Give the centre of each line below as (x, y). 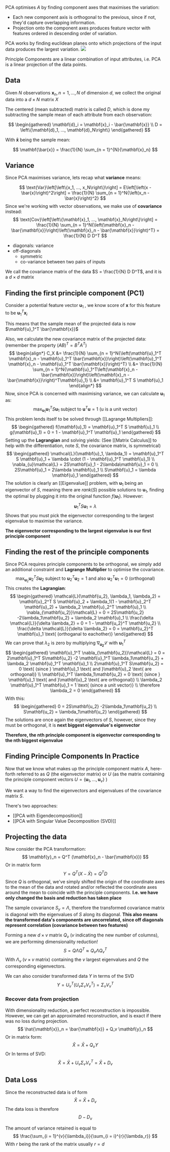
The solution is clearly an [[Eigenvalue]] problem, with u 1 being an (74, 484)
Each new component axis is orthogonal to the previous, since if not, (84, 17)
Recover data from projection (42, 999)
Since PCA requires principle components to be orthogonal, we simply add (83, 564)
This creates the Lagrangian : (36, 588)
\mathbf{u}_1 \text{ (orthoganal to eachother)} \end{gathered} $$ (85, 634)
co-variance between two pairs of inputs (63, 262)
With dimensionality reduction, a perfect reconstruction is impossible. (78, 1010)
